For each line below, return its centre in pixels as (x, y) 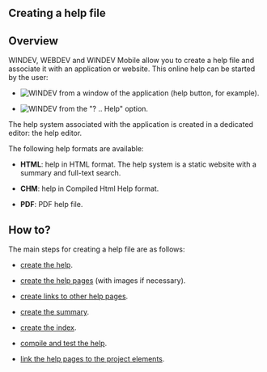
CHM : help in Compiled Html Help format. (89, 188)
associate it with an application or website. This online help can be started (132, 69)
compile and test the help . (64, 344)
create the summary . (55, 312)
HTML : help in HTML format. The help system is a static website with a (138, 164)
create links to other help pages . (74, 296)
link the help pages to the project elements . (92, 359)
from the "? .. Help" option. (104, 109)
